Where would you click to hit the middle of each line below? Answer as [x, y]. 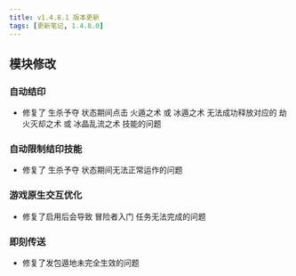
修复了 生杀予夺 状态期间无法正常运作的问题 [102, 170]
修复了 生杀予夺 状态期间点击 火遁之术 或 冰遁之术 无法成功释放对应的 [149, 113]
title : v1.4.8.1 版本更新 [55, 17]
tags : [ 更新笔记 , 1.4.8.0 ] [56, 26]
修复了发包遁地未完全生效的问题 [80, 263]
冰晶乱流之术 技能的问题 [117, 124]
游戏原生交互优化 [46, 195]
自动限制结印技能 [46, 150]
